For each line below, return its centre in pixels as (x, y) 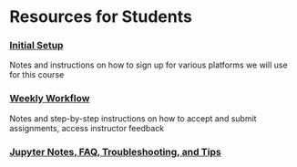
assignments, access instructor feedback (87, 128)
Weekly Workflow (50, 99)
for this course (37, 75)
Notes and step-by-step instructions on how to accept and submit (133, 118)
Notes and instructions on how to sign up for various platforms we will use (149, 65)
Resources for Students (101, 17)
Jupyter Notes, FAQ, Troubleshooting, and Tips (115, 151)
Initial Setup (36, 46)
